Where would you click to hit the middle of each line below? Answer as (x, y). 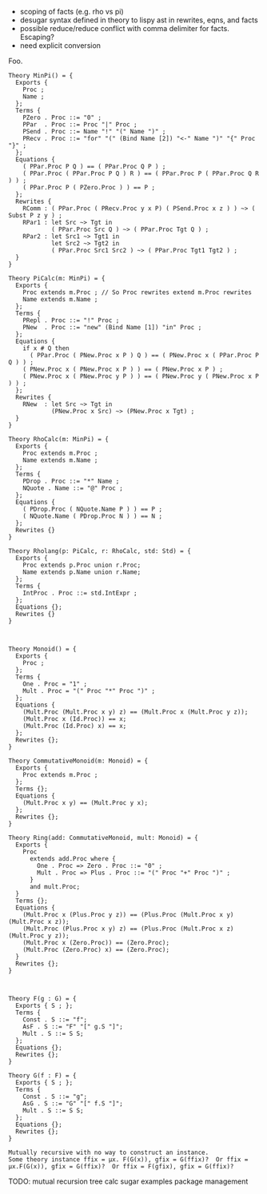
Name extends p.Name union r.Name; (82, 572)
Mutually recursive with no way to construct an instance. (109, 1152)
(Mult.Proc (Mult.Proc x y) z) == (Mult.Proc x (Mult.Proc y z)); (135, 712)
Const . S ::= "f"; (55, 1020)
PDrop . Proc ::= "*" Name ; (71, 481)
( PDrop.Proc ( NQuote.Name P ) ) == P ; (92, 509)
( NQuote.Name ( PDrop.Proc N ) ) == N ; (92, 516)
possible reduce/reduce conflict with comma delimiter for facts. (124, 28)
